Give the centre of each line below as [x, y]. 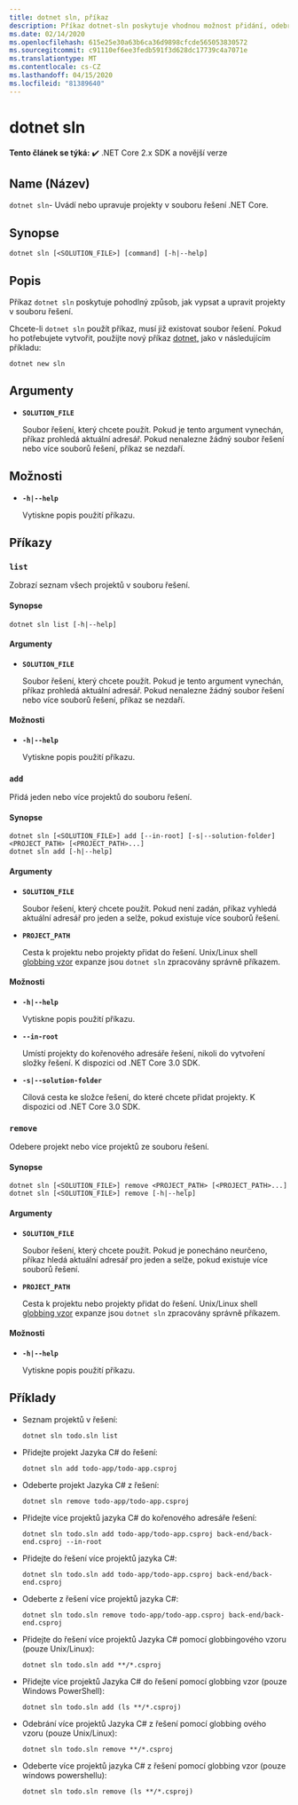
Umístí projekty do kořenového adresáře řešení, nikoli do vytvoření [143, 1053]
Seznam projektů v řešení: [70, 1419]
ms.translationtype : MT [53, 59]
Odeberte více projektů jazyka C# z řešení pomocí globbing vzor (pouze [154, 1765]
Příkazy [31, 543]
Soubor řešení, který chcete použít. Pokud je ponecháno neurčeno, [145, 1250]
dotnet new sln [37, 364]
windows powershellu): [64, 1775]
